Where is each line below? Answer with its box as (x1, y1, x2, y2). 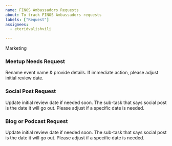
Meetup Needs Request (5, 58, 66, 65)
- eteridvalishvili (10, 27, 52, 32)
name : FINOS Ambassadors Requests (5, 7, 79, 13)
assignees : (5, 22, 29, 27)
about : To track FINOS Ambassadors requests (5, 12, 102, 17)
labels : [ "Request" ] (5, 17, 50, 22)
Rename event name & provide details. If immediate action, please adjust (5, 70, 159, 76)
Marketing (5, 45, 27, 51)
